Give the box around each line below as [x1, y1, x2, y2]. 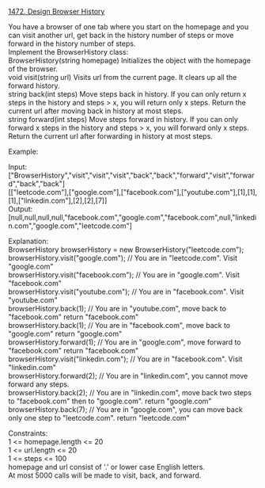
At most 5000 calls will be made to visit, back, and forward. [8, 471, 202, 480]
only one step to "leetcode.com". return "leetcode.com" [8, 414, 190, 422]
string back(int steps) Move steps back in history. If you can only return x [8, 90, 247, 98]
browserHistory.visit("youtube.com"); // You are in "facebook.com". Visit [8, 287, 244, 296]
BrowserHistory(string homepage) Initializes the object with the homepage [8, 55, 252, 65]
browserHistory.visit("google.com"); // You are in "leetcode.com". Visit [8, 254, 237, 262]
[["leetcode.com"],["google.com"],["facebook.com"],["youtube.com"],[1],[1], [8, 188, 258, 196]
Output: [8, 204, 33, 213]
